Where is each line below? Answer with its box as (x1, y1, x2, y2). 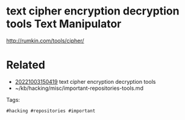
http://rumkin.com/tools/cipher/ (6, 37, 84, 44)
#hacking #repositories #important (6, 107, 96, 114)
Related (6, 58, 45, 72)
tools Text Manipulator (6, 17, 122, 31)
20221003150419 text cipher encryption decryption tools (14, 78, 156, 85)
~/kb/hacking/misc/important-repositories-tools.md (14, 84, 143, 92)
